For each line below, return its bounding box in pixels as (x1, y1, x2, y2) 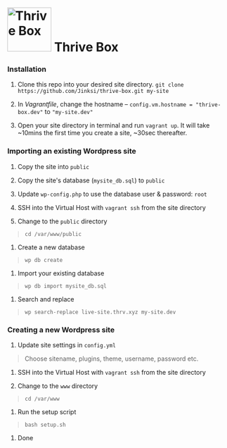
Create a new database (17, 243, 86, 251)
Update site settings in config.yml (17, 341, 116, 349)
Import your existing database (17, 268, 105, 278)
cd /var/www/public (24, 230, 82, 237)
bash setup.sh (24, 421, 66, 429)
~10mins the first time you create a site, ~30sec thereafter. (17, 129, 188, 137)
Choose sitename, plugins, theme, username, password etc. (24, 354, 199, 363)
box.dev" (17, 109, 44, 116)
